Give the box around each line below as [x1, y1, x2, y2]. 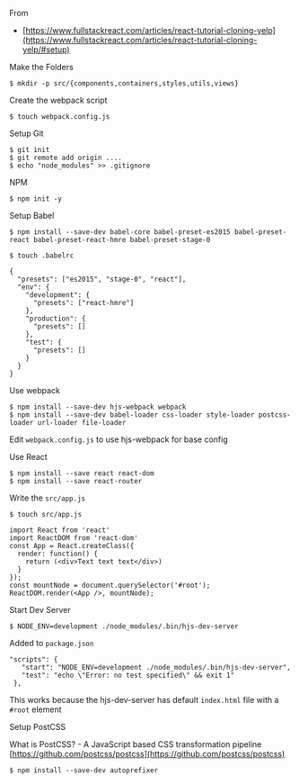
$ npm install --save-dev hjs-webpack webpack [9, 402, 187, 411]
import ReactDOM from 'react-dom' [9, 534, 139, 543]
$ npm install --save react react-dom [9, 469, 154, 478]
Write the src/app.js [9, 492, 86, 503]
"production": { [25, 314, 87, 323]
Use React [9, 452, 48, 462]
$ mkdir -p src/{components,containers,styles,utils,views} [9, 79, 240, 88]
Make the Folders [9, 62, 74, 72]
